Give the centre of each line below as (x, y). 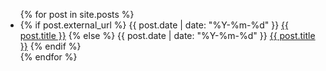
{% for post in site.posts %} (77, 14)
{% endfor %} (48, 57)
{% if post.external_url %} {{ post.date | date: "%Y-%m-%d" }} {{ (154, 25)
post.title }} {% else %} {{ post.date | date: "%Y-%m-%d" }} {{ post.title (167, 35)
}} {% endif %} (50, 46)
